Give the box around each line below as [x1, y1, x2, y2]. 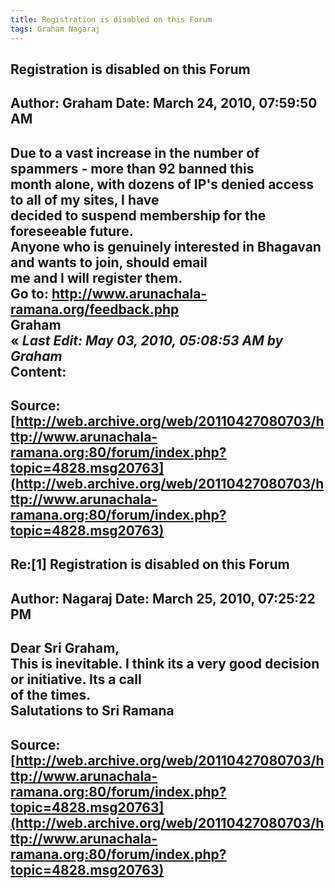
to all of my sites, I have [10, 191, 160, 208]
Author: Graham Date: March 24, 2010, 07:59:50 [10, 95, 318, 112]
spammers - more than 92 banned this [10, 160, 255, 177]
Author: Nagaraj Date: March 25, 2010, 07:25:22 [10, 590, 316, 607]
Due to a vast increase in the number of [10, 144, 260, 161]
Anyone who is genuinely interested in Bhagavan [10, 238, 322, 255]
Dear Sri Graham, [10, 640, 120, 657]
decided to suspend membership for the [10, 207, 267, 224]
